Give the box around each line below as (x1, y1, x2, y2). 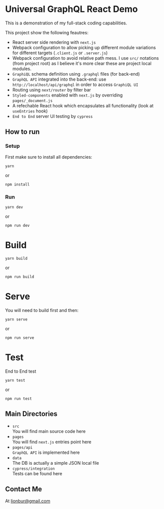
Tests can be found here (12, 470, 62, 476)
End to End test (5, 368, 36, 374)
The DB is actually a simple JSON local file (12, 460, 99, 466)
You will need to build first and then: (5, 307, 79, 313)
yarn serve (5, 317, 28, 322)
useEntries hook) (12, 108, 48, 114)
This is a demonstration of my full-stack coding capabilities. (5, 20, 127, 26)
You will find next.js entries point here (12, 439, 92, 445)
